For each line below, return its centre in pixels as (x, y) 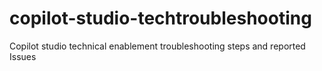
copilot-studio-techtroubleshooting (160, 18)
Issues (23, 56)
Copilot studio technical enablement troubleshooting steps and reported (157, 46)
